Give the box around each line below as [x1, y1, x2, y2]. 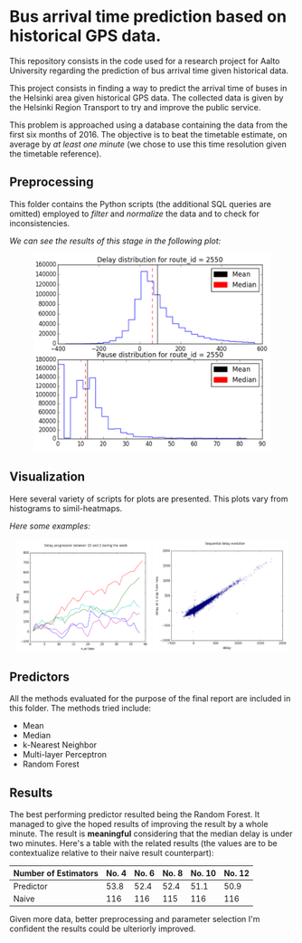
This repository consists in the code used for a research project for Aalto [9, 55, 280, 66]
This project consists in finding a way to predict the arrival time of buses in [9, 82, 288, 93]
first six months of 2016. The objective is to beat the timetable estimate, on [9, 129, 288, 139]
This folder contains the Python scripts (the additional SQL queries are [9, 198, 271, 209]
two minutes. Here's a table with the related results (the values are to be [9, 838, 278, 849]
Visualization [9, 469, 86, 485]
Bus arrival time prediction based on [9, 6, 288, 27]
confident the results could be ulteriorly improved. [9, 923, 196, 934]
